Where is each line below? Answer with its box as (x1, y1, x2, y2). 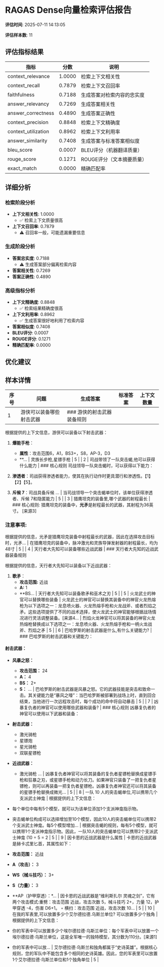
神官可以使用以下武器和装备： (19, 710, 80, 716)
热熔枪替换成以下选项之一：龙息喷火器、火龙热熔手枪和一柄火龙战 (19, 621, 152, 627)
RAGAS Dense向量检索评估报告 (5, 4, 132, 16)
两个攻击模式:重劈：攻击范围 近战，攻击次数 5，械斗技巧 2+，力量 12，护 (12, 899, 159, 905)
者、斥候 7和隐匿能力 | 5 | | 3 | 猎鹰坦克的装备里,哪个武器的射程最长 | (12, 496, 150, 502)
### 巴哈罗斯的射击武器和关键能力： (19, 633, 94, 639)
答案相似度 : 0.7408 (12, 324, 50, 330)
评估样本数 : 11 (5, 32, 33, 38)
